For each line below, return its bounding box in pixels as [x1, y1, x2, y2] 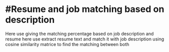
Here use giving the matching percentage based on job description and [5, 30, 154, 36]
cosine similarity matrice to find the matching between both [5, 41, 130, 47]
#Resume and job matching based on [5, 3, 164, 15]
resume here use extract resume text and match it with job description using [5, 36, 164, 42]
